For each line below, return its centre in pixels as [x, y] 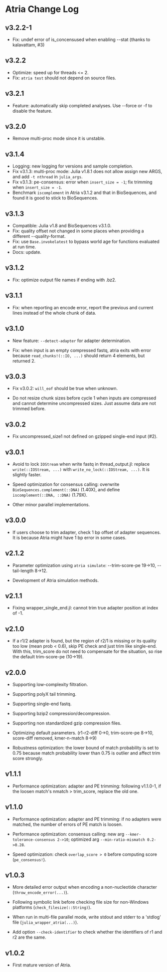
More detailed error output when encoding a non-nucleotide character [84, 887]
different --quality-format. [39, 236]
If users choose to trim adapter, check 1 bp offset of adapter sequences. [86, 532]
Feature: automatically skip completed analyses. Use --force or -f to [82, 105]
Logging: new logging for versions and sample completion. [73, 166]
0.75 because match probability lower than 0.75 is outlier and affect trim [86, 753]
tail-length [23, 571]
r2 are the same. [29, 937]
